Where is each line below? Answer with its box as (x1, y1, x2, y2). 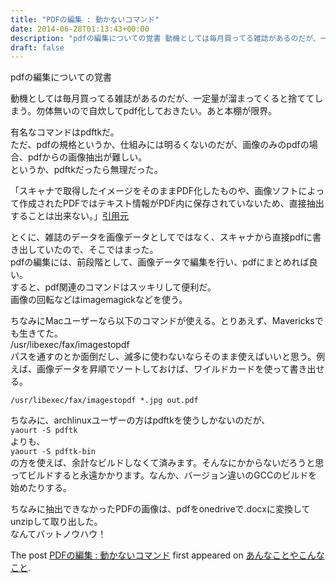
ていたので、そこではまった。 (36, 244, 159, 256)
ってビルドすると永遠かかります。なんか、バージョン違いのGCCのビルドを (10, 469, 318, 481)
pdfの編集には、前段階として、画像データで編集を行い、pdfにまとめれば (10, 256, 310, 268)
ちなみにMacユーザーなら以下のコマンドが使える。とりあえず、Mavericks (10, 315, 315, 327)
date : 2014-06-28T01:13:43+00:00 (10, 24, 150, 34)
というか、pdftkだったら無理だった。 (10, 164, 163, 176)
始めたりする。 (10, 482, 72, 494)
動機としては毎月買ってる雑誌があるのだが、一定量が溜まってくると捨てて (10, 92, 315, 105)
